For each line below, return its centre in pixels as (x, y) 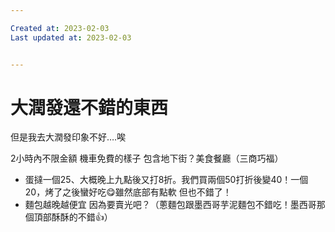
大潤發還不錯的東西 (89, 107)
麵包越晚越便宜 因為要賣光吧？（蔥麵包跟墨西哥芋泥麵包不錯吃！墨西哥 (170, 205)
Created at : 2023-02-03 (60, 28)
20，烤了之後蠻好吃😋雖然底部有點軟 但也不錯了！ (128, 192)
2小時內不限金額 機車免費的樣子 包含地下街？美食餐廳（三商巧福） (147, 158)
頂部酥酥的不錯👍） (73, 217)
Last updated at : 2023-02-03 (71, 37)
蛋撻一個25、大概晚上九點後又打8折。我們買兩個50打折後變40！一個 (166, 180)
